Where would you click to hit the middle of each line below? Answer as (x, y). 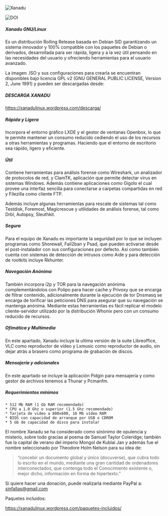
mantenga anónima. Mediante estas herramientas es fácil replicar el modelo (83, 305)
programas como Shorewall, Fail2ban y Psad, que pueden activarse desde (82, 244)
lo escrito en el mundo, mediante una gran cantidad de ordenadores (88, 463)
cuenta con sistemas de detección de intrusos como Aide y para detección (83, 254)
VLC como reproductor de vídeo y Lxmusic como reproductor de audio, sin (83, 346)
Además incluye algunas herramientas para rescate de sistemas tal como (81, 204)
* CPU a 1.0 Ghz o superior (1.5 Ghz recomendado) (59, 409)
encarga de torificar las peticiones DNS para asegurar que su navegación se (84, 300)
